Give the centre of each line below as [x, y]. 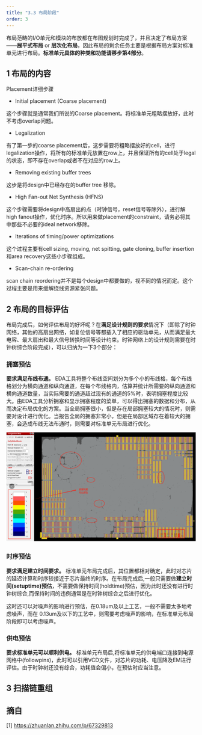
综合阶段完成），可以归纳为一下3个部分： [67, 347]
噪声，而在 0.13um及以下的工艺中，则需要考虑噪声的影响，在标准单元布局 [103, 614]
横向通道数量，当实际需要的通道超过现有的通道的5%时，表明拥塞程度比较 [97, 393]
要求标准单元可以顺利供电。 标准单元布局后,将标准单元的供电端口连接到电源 [100, 652]
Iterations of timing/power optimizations [64, 236]
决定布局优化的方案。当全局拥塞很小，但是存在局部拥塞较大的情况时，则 [101, 408]
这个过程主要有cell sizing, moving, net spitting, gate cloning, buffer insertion [100, 249]
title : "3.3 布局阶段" [33, 13]
